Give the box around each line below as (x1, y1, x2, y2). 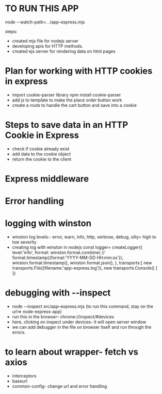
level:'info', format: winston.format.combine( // (12, 250, 105, 256)
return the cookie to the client (12, 156, 71, 162)
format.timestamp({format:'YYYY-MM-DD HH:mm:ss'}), (12, 255, 124, 261)
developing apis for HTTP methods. (12, 43, 83, 49)
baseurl (12, 378, 28, 384)
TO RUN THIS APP (5, 3, 79, 14)
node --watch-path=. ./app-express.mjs (5, 19, 85, 25)
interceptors (12, 373, 37, 378)
